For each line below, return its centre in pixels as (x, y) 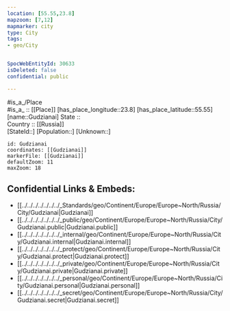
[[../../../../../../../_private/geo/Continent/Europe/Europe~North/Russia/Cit (118, 264)
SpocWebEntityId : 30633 (41, 64)
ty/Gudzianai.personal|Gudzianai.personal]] (78, 286)
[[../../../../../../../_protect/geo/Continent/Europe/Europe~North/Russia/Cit (118, 249)
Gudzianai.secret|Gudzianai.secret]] (68, 300)
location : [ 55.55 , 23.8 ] (41, 13)
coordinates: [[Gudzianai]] (47, 150)
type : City (23, 33)
